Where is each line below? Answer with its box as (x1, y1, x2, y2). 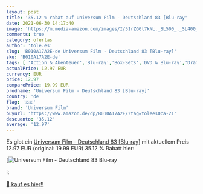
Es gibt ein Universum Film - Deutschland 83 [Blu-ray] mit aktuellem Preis (6, 138, 189, 145)
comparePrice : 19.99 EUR (6, 82, 69, 89)
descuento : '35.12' (6, 116, 56, 122)
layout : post (6, 8, 39, 15)
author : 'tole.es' (6, 43, 53, 49)
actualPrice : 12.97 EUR (6, 65, 66, 72)
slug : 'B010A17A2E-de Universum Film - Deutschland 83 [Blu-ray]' (6, 48, 177, 55)
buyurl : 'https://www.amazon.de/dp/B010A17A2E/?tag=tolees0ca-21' (6, 110, 177, 116)
